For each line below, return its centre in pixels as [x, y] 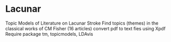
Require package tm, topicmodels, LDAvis [49, 34]
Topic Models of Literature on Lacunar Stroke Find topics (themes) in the [82, 23]
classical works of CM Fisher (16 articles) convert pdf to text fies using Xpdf [85, 28]
